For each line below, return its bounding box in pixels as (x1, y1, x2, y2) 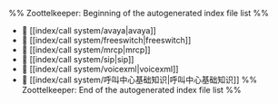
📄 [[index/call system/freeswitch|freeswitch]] (21, 35, 192, 45)
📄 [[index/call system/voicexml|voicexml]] (21, 63, 179, 74)
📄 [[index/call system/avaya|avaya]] (21, 25, 156, 35)
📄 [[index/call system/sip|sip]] (21, 54, 134, 64)
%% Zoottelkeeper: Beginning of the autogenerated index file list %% (8, 8, 270, 18)
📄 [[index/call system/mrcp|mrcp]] (21, 44, 151, 55)
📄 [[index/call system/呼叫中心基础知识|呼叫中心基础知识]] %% (21, 74, 258, 85)
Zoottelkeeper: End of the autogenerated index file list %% (21, 85, 242, 95)
